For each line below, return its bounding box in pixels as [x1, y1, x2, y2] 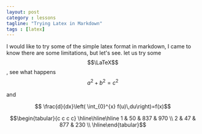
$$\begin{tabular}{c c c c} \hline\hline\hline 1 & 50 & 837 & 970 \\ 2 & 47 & [10, 114, 196, 122]
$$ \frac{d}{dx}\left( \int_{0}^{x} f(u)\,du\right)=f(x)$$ [34, 102, 171, 110]
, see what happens [6, 69, 56, 76]
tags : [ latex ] [6, 26, 45, 32]
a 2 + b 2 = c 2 [87, 78, 119, 86]
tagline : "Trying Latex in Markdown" [6, 20, 103, 26]
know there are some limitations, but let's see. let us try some [6, 50, 162, 57]
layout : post [6, 9, 40, 15]
